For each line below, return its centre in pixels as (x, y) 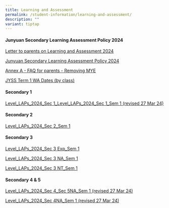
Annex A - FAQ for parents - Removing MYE (50, 71)
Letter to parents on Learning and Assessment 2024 (60, 51)
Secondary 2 (19, 115)
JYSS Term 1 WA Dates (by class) (40, 81)
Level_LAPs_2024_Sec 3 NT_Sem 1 (42, 168)
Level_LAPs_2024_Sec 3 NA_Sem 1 (42, 159)
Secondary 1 (18, 92)
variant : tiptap (22, 24)
